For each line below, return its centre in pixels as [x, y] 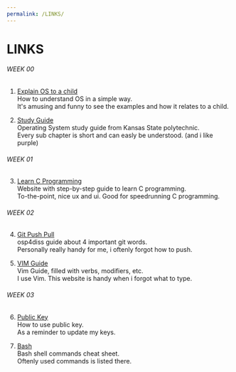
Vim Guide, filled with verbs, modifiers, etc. [80, 271]
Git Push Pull [36, 235]
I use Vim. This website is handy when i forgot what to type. [104, 279]
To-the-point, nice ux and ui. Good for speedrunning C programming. [118, 196]
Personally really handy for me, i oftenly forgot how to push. [104, 250]
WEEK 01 [20, 159]
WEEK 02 [21, 212]
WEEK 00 [21, 69]
